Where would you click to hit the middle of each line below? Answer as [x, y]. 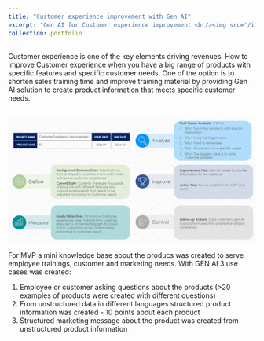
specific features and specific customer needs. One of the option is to [121, 73]
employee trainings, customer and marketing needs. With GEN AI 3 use [123, 264]
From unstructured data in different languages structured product [125, 304]
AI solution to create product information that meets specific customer [122, 90]
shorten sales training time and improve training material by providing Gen [128, 82]
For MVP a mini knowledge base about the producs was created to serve [126, 255]
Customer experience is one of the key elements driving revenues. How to [128, 57]
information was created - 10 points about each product [110, 312]
